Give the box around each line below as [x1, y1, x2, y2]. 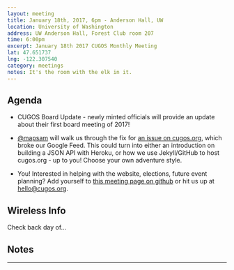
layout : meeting [7, 10, 54, 17]
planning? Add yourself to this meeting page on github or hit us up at [17, 177, 214, 186]
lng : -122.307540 [7, 56, 58, 63]
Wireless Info [7, 204, 66, 216]
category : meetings [7, 62, 64, 69]
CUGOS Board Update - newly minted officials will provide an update [17, 113, 215, 121]
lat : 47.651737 [7, 50, 52, 57]
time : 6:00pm [7, 36, 45, 43]
